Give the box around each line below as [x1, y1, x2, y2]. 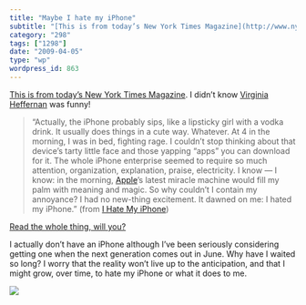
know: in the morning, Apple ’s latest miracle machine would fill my [31, 174, 280, 185]
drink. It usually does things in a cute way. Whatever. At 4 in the [31, 126, 270, 137]
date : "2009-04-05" [9, 47, 84, 56]
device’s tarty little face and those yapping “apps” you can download [31, 145, 291, 156]
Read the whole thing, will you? [9, 220, 127, 232]
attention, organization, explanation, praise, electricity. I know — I [31, 165, 278, 176]
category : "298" [9, 30, 71, 39]
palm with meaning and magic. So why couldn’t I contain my [31, 184, 258, 195]
